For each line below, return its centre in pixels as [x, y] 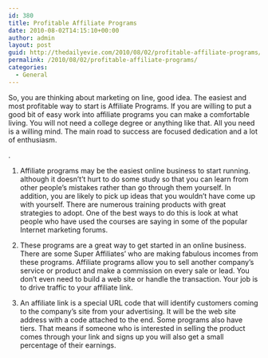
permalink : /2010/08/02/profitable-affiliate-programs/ [103, 60]
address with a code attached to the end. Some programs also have [131, 320]
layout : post [30, 45]
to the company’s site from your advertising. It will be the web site [128, 311]
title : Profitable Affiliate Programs [73, 23]
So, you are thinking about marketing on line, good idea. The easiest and [128, 97]
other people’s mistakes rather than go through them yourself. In [125, 187]
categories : [28, 68]
